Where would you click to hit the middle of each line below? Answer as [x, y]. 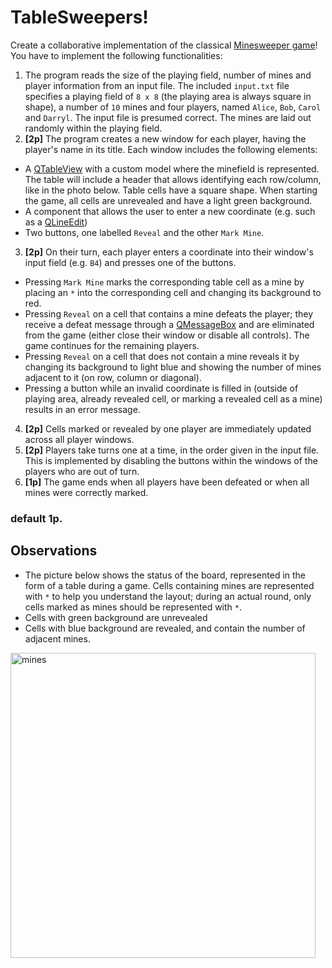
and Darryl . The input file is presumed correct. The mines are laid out [168, 117]
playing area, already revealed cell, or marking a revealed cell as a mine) [173, 398]
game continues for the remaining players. [112, 345]
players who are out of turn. [82, 471]
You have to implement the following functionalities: [116, 55]
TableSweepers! [79, 17]
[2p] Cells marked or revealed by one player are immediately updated [168, 428]
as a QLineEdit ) [56, 222]
